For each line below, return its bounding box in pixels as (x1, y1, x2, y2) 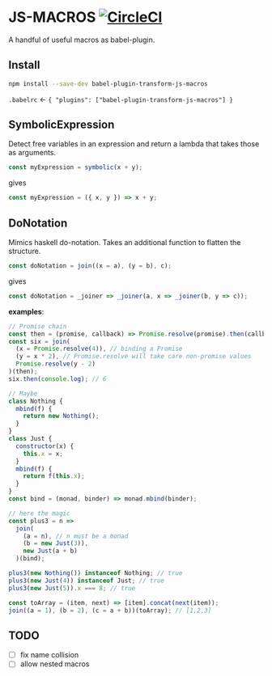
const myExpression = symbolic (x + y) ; (8, 163, 143, 171)
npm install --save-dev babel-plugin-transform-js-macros (8, 79, 208, 88)
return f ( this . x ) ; (23, 472, 85, 480)
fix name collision (19, 650, 79, 660)
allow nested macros (19, 659, 90, 669)
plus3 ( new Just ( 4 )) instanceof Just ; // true (8, 577, 164, 585)
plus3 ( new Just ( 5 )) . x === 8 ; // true (8, 584, 136, 592)
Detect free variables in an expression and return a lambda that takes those (8, 139, 260, 149)
